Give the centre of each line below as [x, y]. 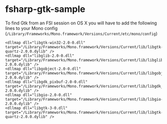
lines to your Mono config [32, 28]
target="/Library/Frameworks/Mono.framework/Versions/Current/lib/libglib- [85, 60]
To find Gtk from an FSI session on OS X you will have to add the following [81, 23]
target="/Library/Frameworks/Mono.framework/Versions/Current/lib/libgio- [84, 99]
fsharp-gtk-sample [45, 9]
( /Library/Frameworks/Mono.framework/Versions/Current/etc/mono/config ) [81, 33]
